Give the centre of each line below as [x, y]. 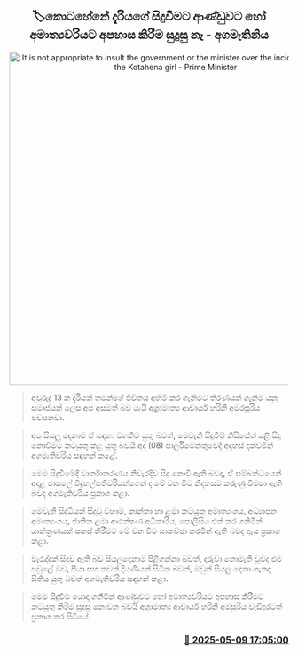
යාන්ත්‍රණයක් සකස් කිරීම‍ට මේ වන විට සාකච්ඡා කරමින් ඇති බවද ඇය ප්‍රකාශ [156, 531]
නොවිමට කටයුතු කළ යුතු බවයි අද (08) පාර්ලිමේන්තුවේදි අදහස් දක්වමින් [152, 445]
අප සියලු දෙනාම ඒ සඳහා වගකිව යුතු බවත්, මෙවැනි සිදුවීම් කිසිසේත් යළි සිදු [156, 435]
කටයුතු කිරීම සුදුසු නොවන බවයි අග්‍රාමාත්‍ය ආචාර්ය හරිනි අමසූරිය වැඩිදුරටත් [157, 606]
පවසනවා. [47, 417]
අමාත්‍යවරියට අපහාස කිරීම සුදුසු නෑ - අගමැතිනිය [149, 35]
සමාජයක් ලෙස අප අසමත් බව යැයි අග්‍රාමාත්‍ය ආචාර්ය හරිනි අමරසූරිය [145, 407]
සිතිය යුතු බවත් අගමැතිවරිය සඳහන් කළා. [99, 579]
